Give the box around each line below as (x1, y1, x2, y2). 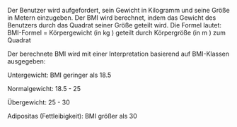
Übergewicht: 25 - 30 (7, 98, 70, 107)
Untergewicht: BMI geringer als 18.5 (7, 71, 112, 79)
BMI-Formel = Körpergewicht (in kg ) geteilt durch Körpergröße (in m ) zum (7, 28, 226, 37)
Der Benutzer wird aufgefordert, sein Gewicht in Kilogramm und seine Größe (7, 6, 230, 14)
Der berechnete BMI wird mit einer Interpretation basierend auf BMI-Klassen (7, 49, 230, 58)
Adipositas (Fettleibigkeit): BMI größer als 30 (7, 112, 137, 120)
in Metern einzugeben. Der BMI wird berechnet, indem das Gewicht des (7, 13, 216, 22)
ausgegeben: (7, 57, 46, 66)
